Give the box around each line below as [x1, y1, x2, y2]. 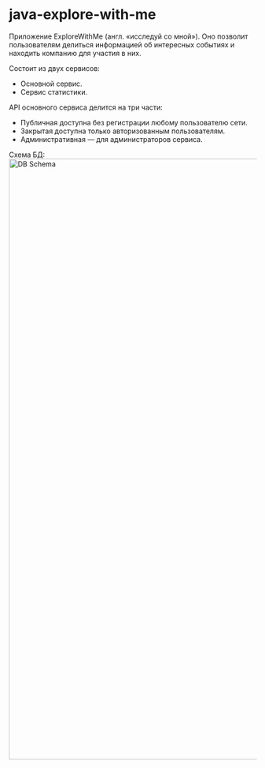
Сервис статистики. [20, 87, 88, 96]
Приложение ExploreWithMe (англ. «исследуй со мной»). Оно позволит [9, 32, 248, 41]
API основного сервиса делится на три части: [9, 103, 164, 112]
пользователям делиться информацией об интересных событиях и [9, 39, 235, 49]
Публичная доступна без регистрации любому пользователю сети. [20, 117, 248, 127]
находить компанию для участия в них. [9, 48, 142, 58]
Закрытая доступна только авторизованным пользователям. [20, 126, 226, 136]
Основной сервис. [20, 79, 83, 88]
